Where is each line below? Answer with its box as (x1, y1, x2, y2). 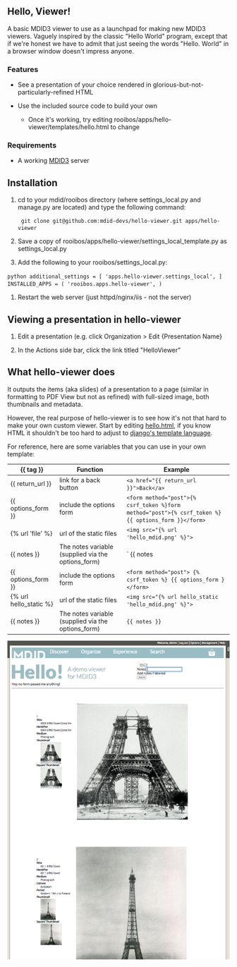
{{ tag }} (20, 466, 44, 474)
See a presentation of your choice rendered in (17, 80, 152, 89)
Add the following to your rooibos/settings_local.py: (17, 258, 168, 267)
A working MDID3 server (17, 157, 90, 165)
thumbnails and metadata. (7, 400, 83, 408)
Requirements (7, 140, 57, 150)
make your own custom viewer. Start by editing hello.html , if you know (7, 421, 212, 430)
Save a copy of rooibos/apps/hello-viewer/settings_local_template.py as (17, 237, 227, 245)
